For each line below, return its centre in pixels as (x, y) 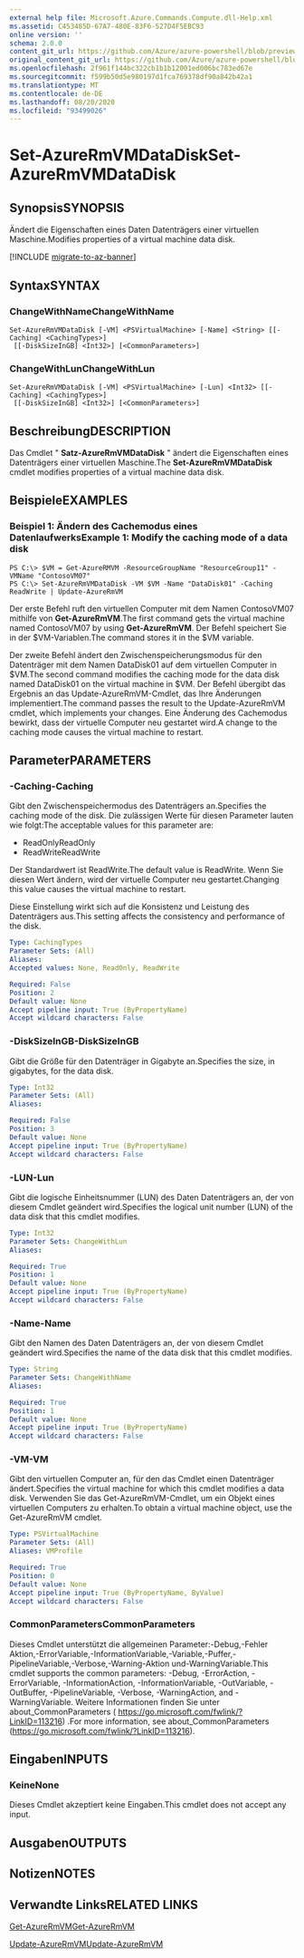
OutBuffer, (28, 1692)
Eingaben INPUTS (59, 1759)
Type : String (34, 1370)
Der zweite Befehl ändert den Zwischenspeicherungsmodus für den (136, 654)
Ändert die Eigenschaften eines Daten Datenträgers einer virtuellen (134, 230)
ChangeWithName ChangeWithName (92, 311)
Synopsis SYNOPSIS (67, 208)
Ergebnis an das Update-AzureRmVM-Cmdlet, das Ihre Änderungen (136, 693)
